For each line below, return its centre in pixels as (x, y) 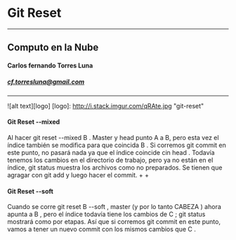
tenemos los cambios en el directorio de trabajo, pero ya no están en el (110, 160)
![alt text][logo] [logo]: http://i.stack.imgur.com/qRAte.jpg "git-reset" (106, 106)
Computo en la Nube (53, 48)
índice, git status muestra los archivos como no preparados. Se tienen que (115, 168)
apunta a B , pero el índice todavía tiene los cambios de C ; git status (106, 214)
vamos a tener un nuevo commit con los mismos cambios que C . (102, 229)
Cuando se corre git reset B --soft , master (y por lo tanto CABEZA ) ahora (114, 207)
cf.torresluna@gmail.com (46, 82)
